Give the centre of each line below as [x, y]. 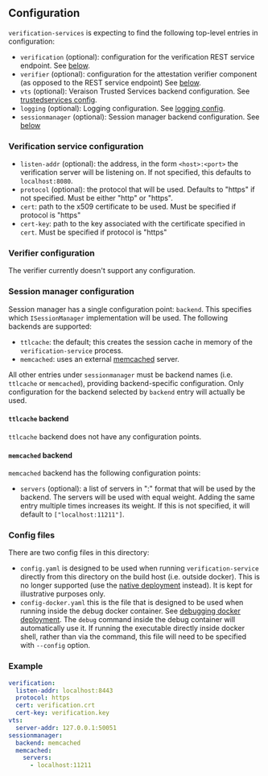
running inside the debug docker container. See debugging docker [130, 611]
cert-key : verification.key [63, 713]
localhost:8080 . [47, 181]
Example [26, 666]
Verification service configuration [76, 146]
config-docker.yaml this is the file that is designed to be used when [132, 603]
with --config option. [55, 645]
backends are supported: [50, 326]
